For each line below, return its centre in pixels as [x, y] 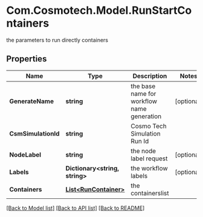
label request [149, 159]
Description [150, 76]
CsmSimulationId [34, 133]
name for [143, 93]
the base [143, 86]
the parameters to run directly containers [57, 40]
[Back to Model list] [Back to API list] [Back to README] [76, 208]
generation [146, 116]
